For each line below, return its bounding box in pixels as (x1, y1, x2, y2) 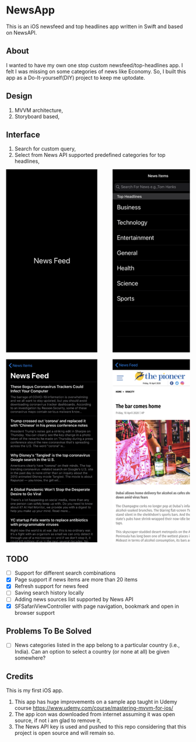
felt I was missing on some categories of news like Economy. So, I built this (6, 68, 187, 75)
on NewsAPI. (6, 29, 37, 36)
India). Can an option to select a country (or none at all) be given (14, 648, 170, 655)
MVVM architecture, (14, 107, 63, 114)
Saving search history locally (14, 589, 84, 596)
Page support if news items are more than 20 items (14, 576, 138, 583)
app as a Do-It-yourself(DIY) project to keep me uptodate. (6, 74, 145, 81)
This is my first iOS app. (6, 687, 64, 694)
